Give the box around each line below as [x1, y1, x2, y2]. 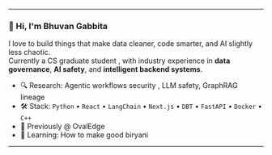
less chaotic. [8, 48, 51, 57]
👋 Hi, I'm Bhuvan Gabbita [8, 20, 108, 31]
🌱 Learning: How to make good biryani [19, 130, 148, 140]
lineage [19, 92, 45, 102]
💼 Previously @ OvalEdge [19, 122, 105, 132]
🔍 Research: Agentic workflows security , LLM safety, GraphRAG [19, 81, 238, 90]
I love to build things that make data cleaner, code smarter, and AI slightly [8, 39, 253, 48]
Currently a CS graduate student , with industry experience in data [8, 56, 231, 65]
